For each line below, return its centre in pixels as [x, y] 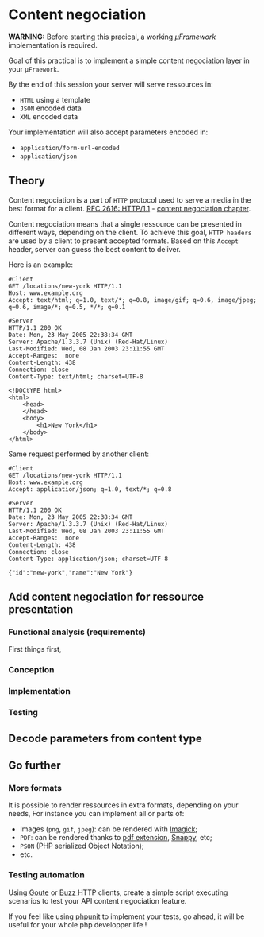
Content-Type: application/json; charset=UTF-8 [88, 559]
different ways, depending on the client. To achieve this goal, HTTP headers [130, 232]
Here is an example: [41, 265]
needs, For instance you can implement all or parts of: [96, 814]
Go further [34, 765]
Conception [31, 670]
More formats [35, 788]
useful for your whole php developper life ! [78, 924]
